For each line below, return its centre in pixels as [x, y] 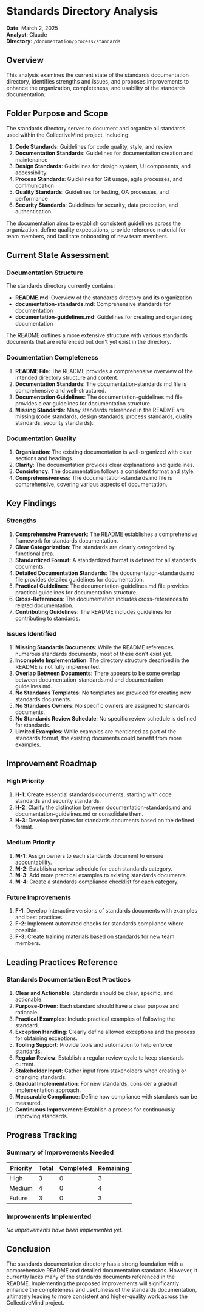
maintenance [31, 159]
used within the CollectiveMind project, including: [68, 135]
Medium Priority [31, 843]
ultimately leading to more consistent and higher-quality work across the [97, 1296]
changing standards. [41, 1077]
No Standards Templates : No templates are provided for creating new [103, 693]
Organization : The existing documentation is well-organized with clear [104, 452]
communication [35, 185]
